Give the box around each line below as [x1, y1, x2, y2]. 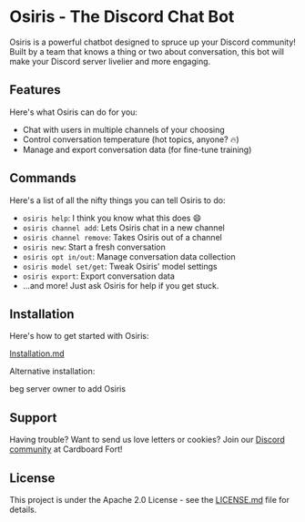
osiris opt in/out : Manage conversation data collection [22, 251, 236, 261]
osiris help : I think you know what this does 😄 [22, 212, 202, 223]
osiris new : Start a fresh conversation [22, 241, 167, 252]
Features [9, 82, 61, 97]
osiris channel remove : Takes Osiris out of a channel [22, 231, 223, 242]
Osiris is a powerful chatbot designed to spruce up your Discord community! [9, 36, 296, 47]
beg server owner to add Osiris [9, 384, 126, 394]
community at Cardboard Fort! [9, 444, 123, 455]
